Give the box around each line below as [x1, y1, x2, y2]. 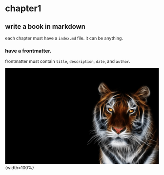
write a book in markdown [5, 22, 85, 31]
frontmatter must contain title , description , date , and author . [5, 58, 130, 64]
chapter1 [5, 3, 41, 14]
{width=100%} [5, 165, 34, 171]
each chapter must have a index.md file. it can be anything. [5, 35, 123, 41]
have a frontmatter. [5, 47, 52, 54]
